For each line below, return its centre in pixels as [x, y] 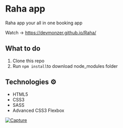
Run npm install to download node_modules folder [65, 66]
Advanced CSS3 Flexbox [38, 110]
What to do [23, 49]
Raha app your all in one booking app [44, 23]
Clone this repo [28, 61]
